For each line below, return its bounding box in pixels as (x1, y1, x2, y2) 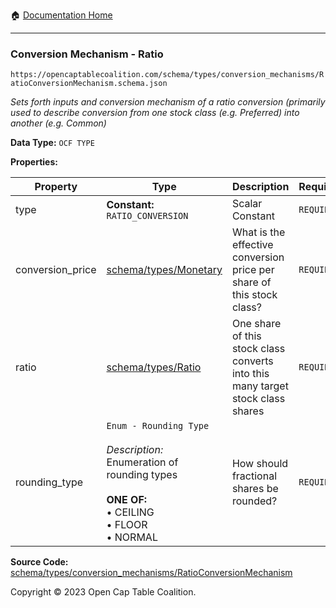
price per (231, 263, 275, 277)
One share (231, 317, 282, 331)
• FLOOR (106, 518, 148, 532)
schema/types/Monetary (106, 263, 223, 277)
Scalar (231, 197, 263, 211)
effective (231, 238, 274, 252)
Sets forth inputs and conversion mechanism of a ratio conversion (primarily (10, 96, 326, 108)
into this (231, 367, 270, 381)
